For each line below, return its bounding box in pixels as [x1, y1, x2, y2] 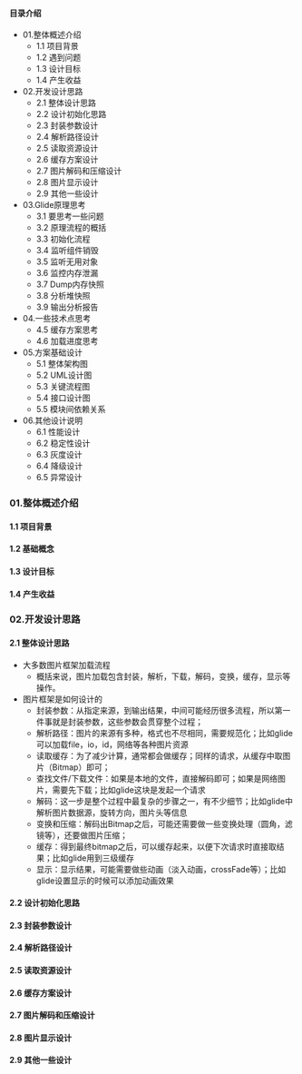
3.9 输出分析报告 [35, 301, 99, 312]
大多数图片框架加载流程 [22, 659, 111, 670]
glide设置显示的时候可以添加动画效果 [35, 875, 174, 886]
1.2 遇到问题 [35, 52, 82, 63]
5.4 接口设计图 [35, 392, 91, 403]
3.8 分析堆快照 [35, 291, 91, 301]
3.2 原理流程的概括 [35, 222, 107, 233]
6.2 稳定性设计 [35, 438, 91, 448]
